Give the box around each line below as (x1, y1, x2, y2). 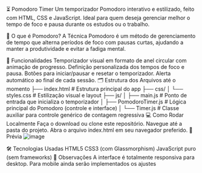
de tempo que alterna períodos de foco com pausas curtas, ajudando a (6, 39, 184, 46)
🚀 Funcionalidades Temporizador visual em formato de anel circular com (6, 57, 187, 64)
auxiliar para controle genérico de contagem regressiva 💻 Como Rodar (6, 111, 184, 119)
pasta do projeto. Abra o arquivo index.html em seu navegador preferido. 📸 (6, 126, 193, 134)
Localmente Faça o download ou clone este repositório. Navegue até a (6, 120, 183, 127)
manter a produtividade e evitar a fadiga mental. (6, 45, 126, 52)
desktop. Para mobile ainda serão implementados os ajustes (6, 160, 156, 167)
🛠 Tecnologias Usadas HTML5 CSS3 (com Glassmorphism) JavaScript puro (6, 145, 197, 152)
